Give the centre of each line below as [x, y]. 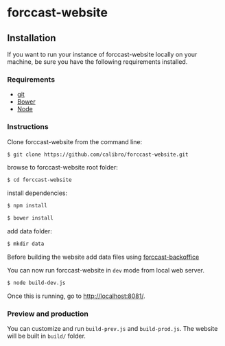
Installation [32, 38]
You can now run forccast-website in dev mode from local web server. [106, 270]
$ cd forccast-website [39, 180]
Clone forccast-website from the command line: [75, 141]
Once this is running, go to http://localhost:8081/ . [76, 296]
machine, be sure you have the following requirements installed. [97, 62]
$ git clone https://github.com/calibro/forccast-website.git [98, 154]
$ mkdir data [26, 244]
